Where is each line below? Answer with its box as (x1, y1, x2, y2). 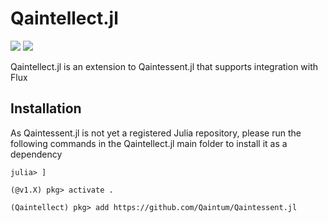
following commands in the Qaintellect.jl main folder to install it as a (10, 137, 288, 149)
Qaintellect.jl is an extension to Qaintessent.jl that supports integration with (10, 60, 319, 72)
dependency (10, 148, 63, 160)
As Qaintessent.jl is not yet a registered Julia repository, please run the (10, 127, 302, 139)
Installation (10, 100, 82, 117)
